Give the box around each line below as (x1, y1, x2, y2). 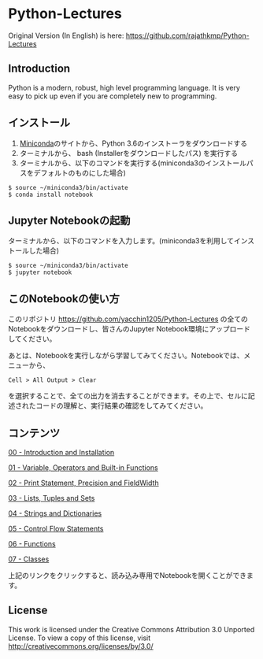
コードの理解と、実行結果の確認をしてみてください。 (35, 401, 208, 410)
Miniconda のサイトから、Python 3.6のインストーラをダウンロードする (19, 139, 248, 148)
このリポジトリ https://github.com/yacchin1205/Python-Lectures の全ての (8, 314, 248, 324)
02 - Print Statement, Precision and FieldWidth (8, 478, 159, 487)
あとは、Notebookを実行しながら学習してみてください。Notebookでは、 (8, 351, 244, 361)
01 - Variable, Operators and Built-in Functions (8, 463, 159, 472)
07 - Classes (8, 554, 50, 564)
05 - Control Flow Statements (8, 524, 104, 533)
